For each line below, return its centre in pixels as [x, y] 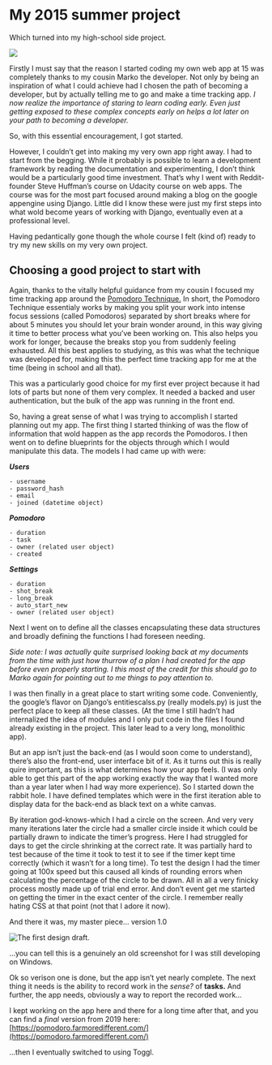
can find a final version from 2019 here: [75, 1019]
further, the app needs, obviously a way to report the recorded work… [125, 994]
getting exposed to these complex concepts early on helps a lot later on [129, 111]
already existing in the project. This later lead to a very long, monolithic [127, 727]
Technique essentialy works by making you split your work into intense [127, 307]
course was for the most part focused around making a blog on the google [134, 194]
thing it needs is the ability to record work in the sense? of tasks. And [125, 986]
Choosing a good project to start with [105, 271]
